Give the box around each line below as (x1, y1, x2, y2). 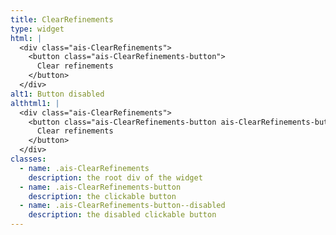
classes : (10, 154, 47, 164)
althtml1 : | (10, 98, 60, 108)
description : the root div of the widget (28, 172, 203, 183)
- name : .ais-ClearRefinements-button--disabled (19, 201, 226, 211)
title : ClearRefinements (10, 14, 114, 25)
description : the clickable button (28, 191, 177, 201)
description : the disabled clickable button (28, 210, 217, 220)
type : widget (10, 24, 65, 34)
